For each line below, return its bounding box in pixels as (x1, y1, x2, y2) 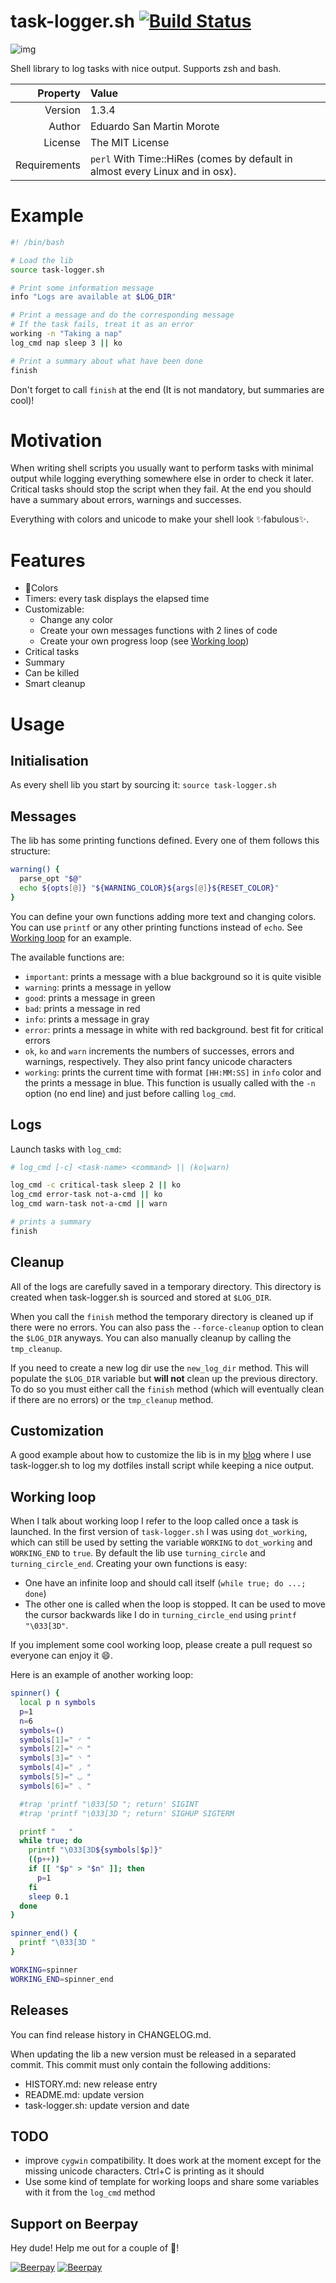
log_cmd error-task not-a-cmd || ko (10, 1190, 163, 1200)
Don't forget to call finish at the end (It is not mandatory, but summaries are (10, 383, 325, 395)
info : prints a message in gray (24, 1013, 150, 1025)
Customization (10, 1422, 105, 1439)
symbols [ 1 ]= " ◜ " (19, 1735, 92, 1745)
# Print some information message (10, 283, 155, 293)
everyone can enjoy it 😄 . (10, 1650, 114, 1662)
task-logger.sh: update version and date (24, 2099, 190, 2111)
